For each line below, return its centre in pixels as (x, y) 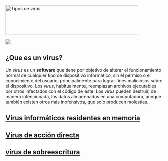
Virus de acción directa (42, 135)
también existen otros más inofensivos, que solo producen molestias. (77, 102)
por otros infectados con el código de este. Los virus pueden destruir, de (81, 91)
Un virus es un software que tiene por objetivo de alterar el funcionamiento (83, 70)
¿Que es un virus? (34, 58)
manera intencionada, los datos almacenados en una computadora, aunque (83, 96)
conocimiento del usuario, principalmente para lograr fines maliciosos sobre (84, 80)
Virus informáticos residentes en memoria (73, 118)
